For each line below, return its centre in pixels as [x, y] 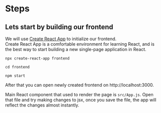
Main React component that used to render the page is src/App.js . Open [79, 94]
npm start [15, 76]
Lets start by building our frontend [59, 27]
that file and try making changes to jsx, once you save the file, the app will [81, 100]
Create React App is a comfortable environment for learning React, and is [80, 44]
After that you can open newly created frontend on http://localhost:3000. [80, 85]
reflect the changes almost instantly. [42, 105]
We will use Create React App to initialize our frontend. [61, 39]
